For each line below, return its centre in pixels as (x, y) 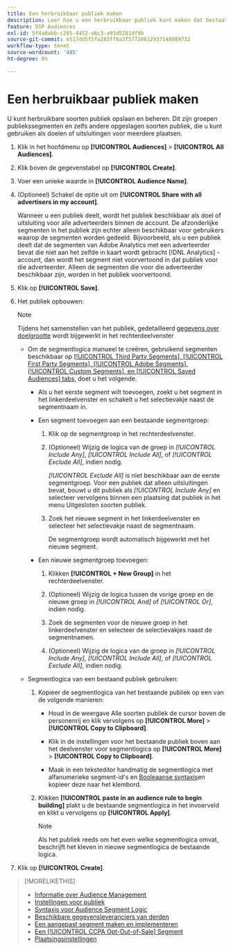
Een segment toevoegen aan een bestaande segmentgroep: (123, 420)
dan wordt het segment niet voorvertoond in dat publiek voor (131, 259)
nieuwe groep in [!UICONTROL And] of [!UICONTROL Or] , (130, 601)
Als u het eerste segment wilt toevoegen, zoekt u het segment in (130, 392)
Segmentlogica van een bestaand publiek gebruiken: (103, 678)
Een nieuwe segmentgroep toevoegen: (93, 560)
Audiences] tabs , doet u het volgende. (82, 378)
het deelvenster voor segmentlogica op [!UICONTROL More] (135, 749)
